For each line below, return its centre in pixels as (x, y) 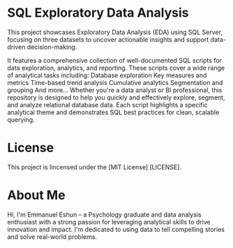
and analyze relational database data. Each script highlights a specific (107, 104)
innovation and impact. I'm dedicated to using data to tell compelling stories (116, 229)
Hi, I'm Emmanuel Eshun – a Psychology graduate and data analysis (104, 215)
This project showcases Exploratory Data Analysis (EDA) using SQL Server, (115, 32)
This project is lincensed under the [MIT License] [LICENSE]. (94, 167)
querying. (21, 119)
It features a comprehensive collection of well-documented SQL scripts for (114, 60)
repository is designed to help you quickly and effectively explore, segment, (116, 97)
